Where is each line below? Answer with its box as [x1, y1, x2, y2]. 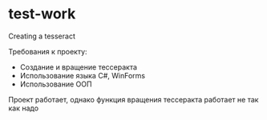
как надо [8, 103, 38, 113]
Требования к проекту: [8, 46, 87, 56]
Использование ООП [19, 79, 92, 89]
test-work [8, 5, 76, 23]
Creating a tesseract [8, 31, 76, 41]
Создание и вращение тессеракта [19, 62, 138, 72]
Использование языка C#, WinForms [19, 70, 146, 80]
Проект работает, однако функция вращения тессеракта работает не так [8, 94, 259, 104]
